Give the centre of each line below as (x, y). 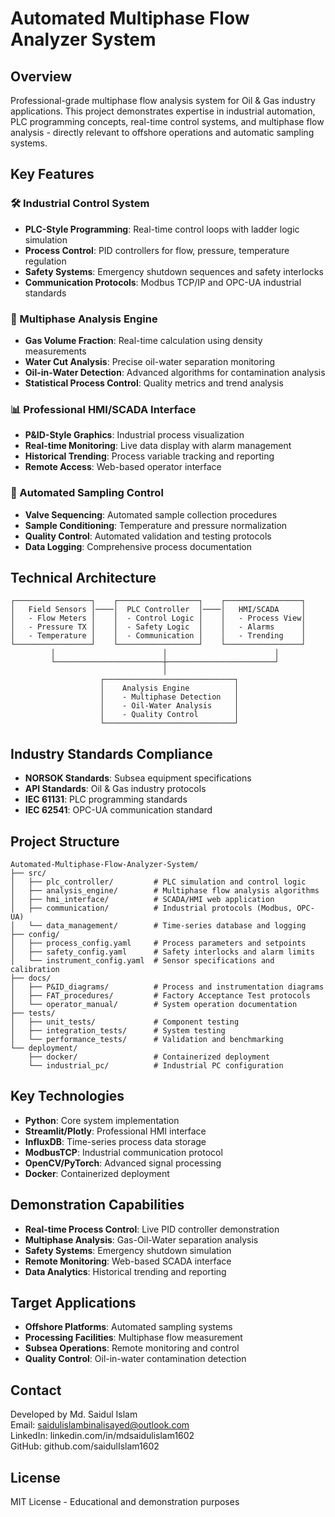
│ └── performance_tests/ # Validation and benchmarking (147, 1040)
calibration (35, 970)
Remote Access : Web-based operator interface (123, 467)
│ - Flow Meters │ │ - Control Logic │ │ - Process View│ (158, 618)
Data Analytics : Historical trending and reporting (125, 1271)
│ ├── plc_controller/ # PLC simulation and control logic (158, 882)
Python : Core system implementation (102, 1120)
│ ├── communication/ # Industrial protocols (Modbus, (151, 908)
